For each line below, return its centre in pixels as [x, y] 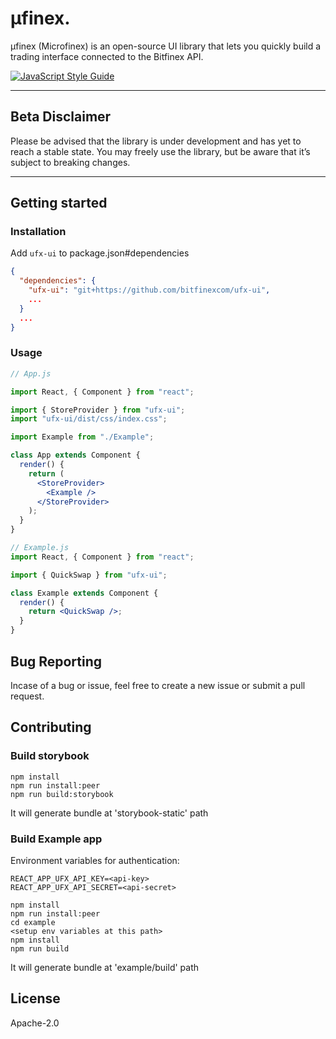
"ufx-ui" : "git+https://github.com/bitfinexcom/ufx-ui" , [149, 290]
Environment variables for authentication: [95, 860]
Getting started [59, 203]
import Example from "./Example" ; [82, 437]
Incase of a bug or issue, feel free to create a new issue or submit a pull [158, 685]
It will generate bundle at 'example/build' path [105, 967]
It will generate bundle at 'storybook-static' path [109, 813]
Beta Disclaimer [61, 117]
